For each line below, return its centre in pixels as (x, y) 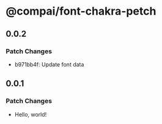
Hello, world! (31, 114)
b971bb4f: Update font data (49, 64)
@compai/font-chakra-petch (81, 11)
